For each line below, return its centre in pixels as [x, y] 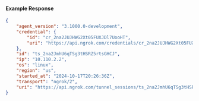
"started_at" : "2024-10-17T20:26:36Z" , [66, 76]
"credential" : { [37, 32]
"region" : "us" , [37, 71]
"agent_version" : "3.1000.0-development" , [70, 27]
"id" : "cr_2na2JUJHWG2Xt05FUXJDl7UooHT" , [79, 37]
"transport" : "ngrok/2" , [47, 81]
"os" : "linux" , [35, 65]
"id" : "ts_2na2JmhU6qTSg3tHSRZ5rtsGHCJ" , [68, 54]
